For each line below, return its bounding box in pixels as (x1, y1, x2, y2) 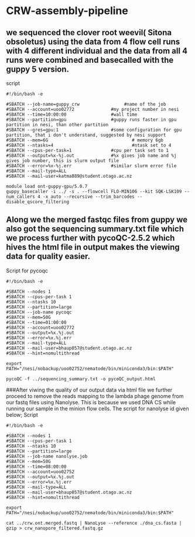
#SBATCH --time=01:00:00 (6, 319, 67, 325)
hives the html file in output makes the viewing (6, 242, 180, 252)
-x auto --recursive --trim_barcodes (43, 194, 135, 200)
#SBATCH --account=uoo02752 (6, 468, 75, 475)
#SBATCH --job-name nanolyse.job (6, 453, 88, 459)
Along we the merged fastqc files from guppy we (6, 215, 188, 225)
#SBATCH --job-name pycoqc (6, 309, 72, 315)
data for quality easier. (6, 251, 91, 262)
